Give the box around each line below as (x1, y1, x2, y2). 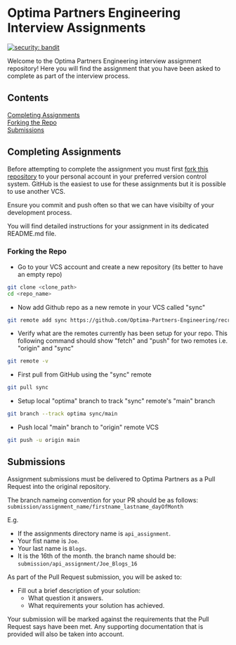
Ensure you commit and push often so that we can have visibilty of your (7, 200, 214, 209)
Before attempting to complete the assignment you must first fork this (7, 164, 209, 173)
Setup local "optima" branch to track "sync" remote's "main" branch (17, 397, 216, 405)
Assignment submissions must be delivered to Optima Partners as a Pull (7, 474, 216, 483)
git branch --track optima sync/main (7, 410, 118, 417)
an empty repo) (17, 270, 63, 278)
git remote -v (7, 358, 49, 365)
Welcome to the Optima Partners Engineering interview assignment (7, 56, 202, 65)
